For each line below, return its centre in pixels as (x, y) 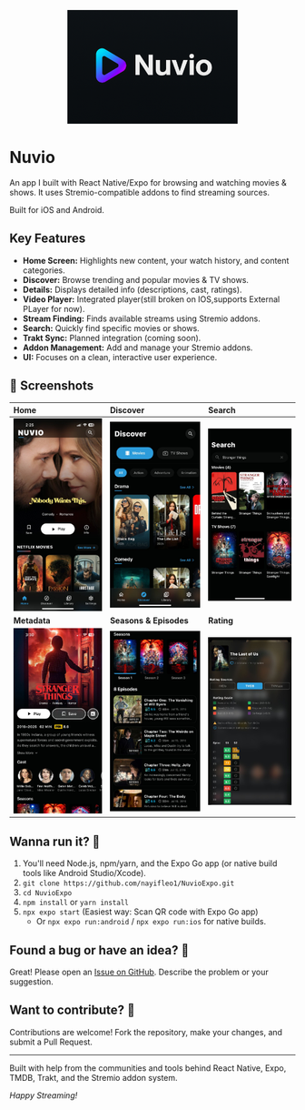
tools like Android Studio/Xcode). (84, 873)
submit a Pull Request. (51, 1042)
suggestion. (32, 982)
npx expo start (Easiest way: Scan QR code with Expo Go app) (140, 912)
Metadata (32, 621)
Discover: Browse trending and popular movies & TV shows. (136, 279)
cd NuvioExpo (47, 893)
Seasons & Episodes (149, 621)
